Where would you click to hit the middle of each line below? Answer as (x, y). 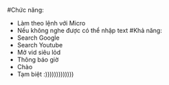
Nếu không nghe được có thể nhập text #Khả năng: (90, 31)
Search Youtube (40, 45)
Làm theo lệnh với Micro (51, 23)
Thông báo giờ (38, 60)
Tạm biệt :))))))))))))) (45, 74)
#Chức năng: (26, 10)
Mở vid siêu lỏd (39, 52)
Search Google (38, 38)
